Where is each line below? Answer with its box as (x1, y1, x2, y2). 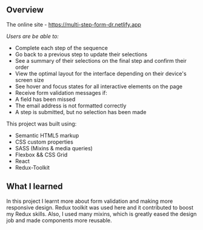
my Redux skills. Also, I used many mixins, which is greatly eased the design (6, 210, 197, 217)
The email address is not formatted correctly (15, 102, 127, 109)
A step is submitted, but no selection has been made (15, 108, 147, 115)
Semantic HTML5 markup (15, 132, 79, 139)
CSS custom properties (15, 138, 74, 145)
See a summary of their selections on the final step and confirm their (15, 57, 187, 64)
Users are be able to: (6, 33, 59, 40)
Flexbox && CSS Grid (15, 151, 68, 158)
